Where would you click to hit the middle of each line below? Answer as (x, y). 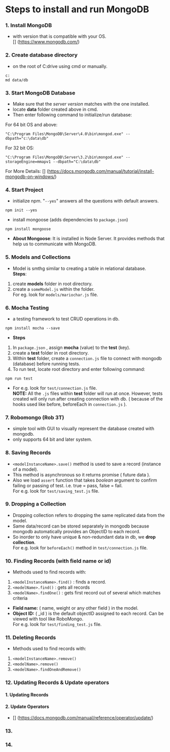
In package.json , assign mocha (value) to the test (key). (71, 347)
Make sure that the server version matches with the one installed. (81, 104)
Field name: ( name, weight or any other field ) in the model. (75, 608)
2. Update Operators (27, 706)
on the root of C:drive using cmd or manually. (60, 66)
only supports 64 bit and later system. (52, 439)
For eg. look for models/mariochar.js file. (55, 294)
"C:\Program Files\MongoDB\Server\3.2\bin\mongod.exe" (64, 157)
